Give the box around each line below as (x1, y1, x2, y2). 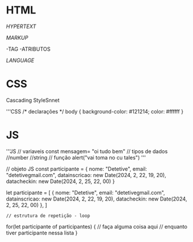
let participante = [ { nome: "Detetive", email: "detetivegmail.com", (6, 189, 166, 196)
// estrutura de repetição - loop (6, 213, 91, 219)
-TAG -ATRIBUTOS (6, 45, 51, 53)
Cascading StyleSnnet (6, 96, 60, 103)
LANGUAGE (6, 57, 35, 64)
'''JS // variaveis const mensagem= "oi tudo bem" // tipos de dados (6, 147, 168, 155)
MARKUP (6, 34, 29, 41)
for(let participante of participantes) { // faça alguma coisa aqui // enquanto (6, 223, 188, 230)
